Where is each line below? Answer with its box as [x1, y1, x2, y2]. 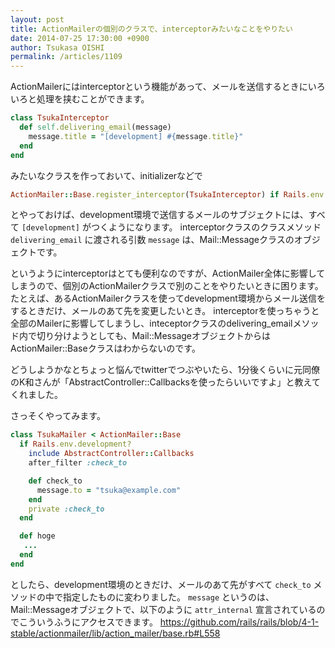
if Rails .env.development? [19, 439, 132, 450]
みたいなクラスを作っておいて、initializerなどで [10, 169, 203, 181]
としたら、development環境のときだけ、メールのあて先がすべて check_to [10, 578, 312, 590]
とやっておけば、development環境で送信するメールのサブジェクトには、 [10, 209, 309, 221]
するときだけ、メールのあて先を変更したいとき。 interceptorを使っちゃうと [10, 305, 320, 317]
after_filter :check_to [28, 458, 128, 468]
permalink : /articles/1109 [10, 52, 123, 62]
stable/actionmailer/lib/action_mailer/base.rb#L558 [10, 627, 221, 639]
